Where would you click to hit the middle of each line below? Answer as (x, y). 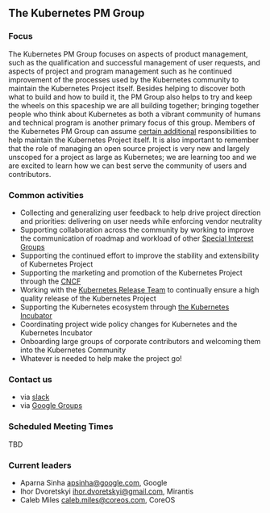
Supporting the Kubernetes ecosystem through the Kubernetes (125, 307)
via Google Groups (51, 406)
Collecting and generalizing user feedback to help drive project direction (140, 212)
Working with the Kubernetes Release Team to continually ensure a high (139, 289)
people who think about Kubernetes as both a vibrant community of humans (135, 114)
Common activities (46, 195)
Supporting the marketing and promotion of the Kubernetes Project (131, 272)
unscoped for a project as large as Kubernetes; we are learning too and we (133, 157)
